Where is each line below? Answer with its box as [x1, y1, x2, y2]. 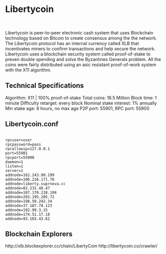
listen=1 [5, 163, 23, 168]
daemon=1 [5, 159, 23, 164]
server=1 [5, 168, 23, 173]
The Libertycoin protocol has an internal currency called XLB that [5, 40, 139, 46]
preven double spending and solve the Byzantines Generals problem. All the [5, 56, 161, 62]
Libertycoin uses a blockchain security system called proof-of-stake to [5, 51, 151, 57]
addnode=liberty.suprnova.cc [5, 181, 66, 186]
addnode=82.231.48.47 [5, 185, 50, 190]
